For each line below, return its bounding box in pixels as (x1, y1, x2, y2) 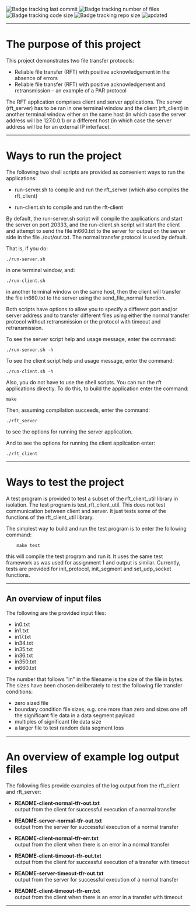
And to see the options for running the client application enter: (6, 439, 156, 446)
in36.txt (14, 652, 33, 659)
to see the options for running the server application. (6, 428, 133, 435)
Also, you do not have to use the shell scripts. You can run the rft (6, 378, 162, 386)
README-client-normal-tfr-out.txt (14, 799, 100, 807)
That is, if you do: (6, 245, 48, 252)
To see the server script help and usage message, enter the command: (6, 335, 177, 342)
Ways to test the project (6, 476, 124, 489)
